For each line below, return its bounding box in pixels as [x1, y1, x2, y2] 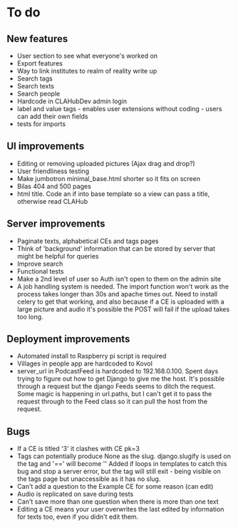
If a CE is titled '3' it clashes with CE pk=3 [16, 445, 140, 453]
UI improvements [6, 140, 85, 152]
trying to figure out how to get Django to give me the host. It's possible [16, 375, 225, 383]
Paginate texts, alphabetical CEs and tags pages [16, 237, 159, 245]
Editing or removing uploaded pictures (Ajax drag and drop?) [16, 159, 195, 167]
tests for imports [16, 120, 66, 128]
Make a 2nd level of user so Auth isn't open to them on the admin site [16, 274, 222, 283]
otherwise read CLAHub [16, 197, 88, 205]
